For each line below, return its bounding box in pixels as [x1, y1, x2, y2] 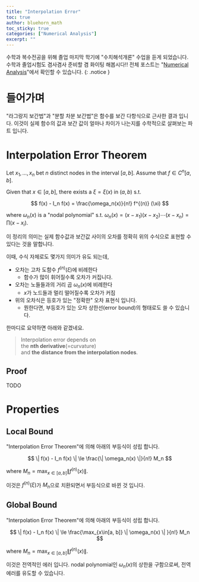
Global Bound [6, 500, 58, 510]
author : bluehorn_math [6, 20, 62, 26]
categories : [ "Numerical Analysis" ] [6, 31, 97, 37]
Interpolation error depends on [20, 336, 96, 343]
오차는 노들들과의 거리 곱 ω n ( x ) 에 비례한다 [14, 281, 113, 290]
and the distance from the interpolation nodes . [20, 349, 138, 356]
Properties [6, 403, 59, 416]
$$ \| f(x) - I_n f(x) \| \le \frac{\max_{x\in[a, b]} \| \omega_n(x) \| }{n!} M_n [10, 528, 190, 536]
